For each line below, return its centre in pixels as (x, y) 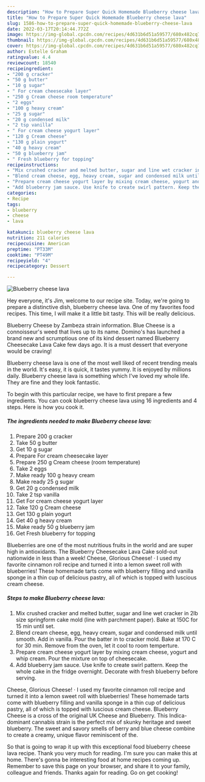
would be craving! (30, 351)
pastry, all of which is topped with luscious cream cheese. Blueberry (93, 709)
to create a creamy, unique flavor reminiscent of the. (73, 735)
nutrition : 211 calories (38, 238)
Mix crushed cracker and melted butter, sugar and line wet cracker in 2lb (107, 613)
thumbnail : (21, 40)
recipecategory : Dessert (38, 266)
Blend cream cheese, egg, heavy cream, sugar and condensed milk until (106, 633)
